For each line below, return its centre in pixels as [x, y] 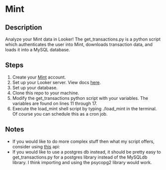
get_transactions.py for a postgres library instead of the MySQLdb [80, 157]
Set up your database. [35, 87]
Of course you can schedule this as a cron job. [60, 114]
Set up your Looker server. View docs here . [56, 82]
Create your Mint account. [39, 77]
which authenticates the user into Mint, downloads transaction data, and [79, 44]
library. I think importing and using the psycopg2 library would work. [82, 162]
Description [24, 27]
